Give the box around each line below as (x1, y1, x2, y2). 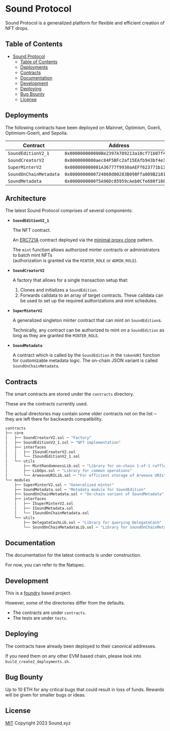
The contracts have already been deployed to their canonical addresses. (5, 643, 156, 649)
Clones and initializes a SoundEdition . (20, 287, 98, 293)
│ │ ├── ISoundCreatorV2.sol (5, 449, 76, 455)
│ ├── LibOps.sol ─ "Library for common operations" (5, 468, 133, 473)
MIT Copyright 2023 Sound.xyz (5, 720, 71, 726)
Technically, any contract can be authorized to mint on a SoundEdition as (12, 327, 164, 333)
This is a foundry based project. (5, 590, 72, 596)
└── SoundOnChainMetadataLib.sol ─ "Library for (23, 524, 128, 530)
